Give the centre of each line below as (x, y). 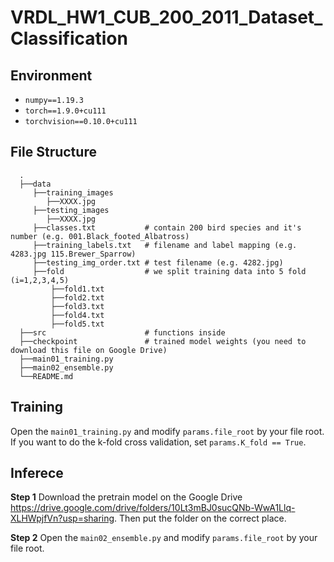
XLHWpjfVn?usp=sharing (62, 518)
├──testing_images (71, 210)
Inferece (37, 473)
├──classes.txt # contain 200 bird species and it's (167, 227)
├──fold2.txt (77, 297)
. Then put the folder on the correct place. (200, 518)
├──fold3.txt (77, 306)
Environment (51, 75)
